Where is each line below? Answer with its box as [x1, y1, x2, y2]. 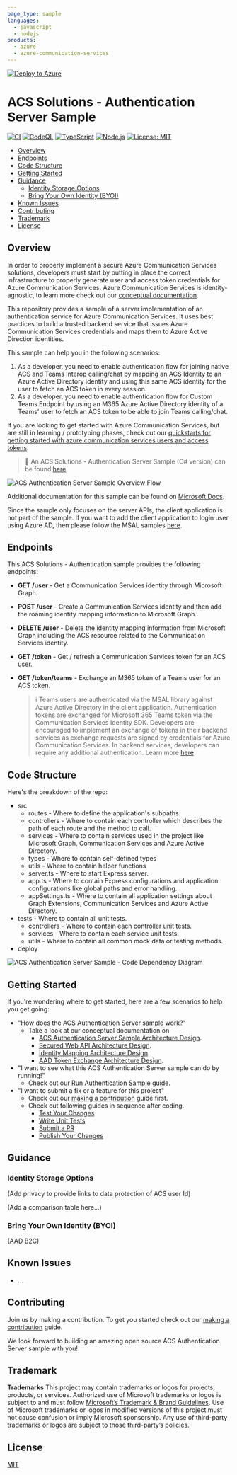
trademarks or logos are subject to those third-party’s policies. [7, 1421, 190, 1430]
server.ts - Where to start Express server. [28, 869, 149, 878]
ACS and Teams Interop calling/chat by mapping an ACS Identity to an [17, 369, 222, 378]
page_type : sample [7, 10, 62, 18]
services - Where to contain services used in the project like [28, 832, 204, 840]
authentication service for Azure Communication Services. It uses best [7, 312, 214, 321]
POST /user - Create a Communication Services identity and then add [17, 602, 222, 611]
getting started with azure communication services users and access [7, 436, 209, 444]
